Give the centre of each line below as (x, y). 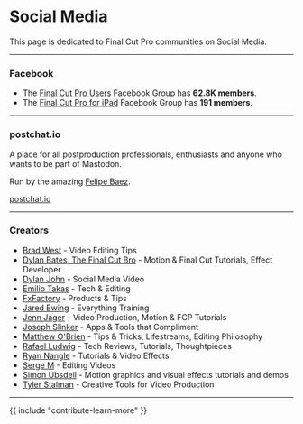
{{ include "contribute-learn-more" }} (78, 410)
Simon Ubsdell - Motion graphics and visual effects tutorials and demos (155, 374)
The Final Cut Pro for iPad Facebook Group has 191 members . (137, 103)
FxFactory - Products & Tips (75, 298)
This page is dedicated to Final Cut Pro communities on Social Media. (138, 41)
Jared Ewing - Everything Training (86, 308)
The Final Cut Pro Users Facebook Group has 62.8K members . (139, 93)
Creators (29, 230)
